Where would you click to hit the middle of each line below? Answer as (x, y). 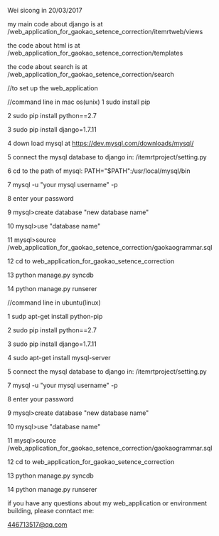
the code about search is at (47, 67)
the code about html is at (44, 45)
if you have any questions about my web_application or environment (107, 503)
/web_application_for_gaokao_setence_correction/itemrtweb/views (105, 32)
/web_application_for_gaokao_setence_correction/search (91, 74)
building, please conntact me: (51, 511)
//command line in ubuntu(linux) (54, 303)
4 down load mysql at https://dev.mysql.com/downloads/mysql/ (101, 143)
